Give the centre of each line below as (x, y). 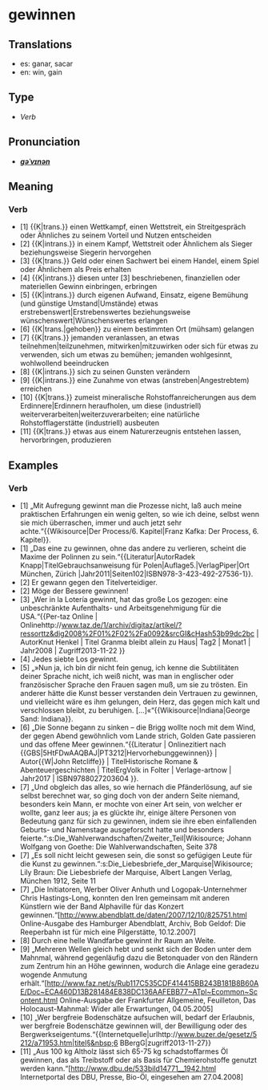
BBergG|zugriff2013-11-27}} (166, 1043)
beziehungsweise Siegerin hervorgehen (86, 252)
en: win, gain (41, 72)
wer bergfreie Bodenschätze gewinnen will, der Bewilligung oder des (133, 1026)
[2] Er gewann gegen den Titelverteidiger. (88, 582)
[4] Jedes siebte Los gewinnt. (69, 659)
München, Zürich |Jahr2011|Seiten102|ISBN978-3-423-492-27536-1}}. (136, 574)
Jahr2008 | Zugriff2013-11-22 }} (72, 651)
